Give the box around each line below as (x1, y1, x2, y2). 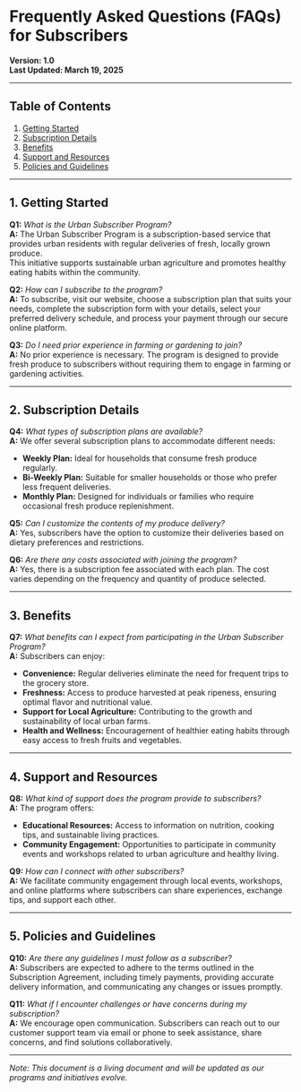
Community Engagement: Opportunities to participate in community (21, 839, 276, 849)
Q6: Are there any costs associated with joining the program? (9, 554, 237, 566)
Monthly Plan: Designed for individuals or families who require (21, 491, 254, 502)
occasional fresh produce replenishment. (21, 500, 175, 512)
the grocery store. (21, 678, 90, 689)
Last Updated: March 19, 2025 (9, 65, 124, 75)
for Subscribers (9, 25, 128, 46)
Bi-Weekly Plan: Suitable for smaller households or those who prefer (21, 472, 278, 483)
